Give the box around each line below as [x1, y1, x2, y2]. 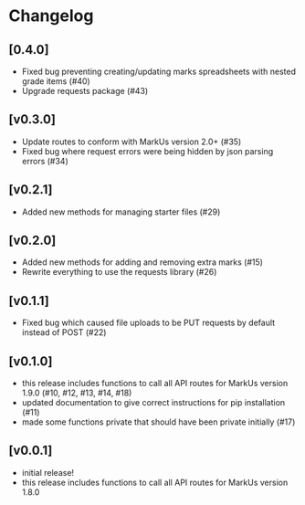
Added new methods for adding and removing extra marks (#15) [21, 257, 264, 268]
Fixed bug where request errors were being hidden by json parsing [21, 145, 274, 156]
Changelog [8, 5, 94, 26]
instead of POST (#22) [21, 327, 107, 338]
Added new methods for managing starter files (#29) [21, 206, 221, 217]
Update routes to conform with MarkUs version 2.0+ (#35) [21, 136, 242, 147]
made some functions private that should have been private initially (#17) [21, 416, 296, 427]
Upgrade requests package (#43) [21, 86, 149, 96]
